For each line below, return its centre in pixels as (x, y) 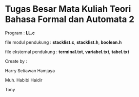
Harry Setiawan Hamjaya (30, 70)
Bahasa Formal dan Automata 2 (70, 19)
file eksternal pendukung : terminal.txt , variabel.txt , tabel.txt (67, 52)
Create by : (16, 61)
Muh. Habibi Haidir (24, 80)
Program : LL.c (20, 33)
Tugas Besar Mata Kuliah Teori (68, 9)
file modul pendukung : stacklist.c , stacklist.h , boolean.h (63, 42)
